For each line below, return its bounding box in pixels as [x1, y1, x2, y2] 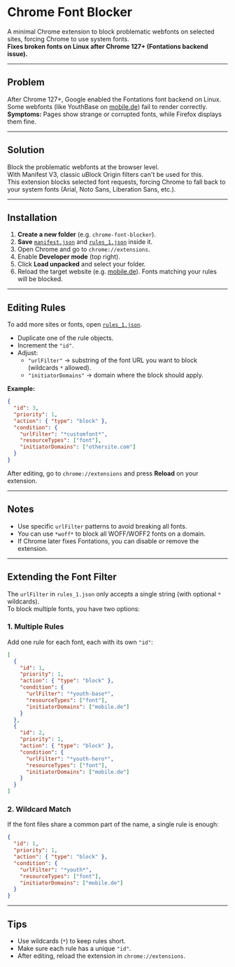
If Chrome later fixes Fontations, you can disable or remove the [17, 536, 199, 545]
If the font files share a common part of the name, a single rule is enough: [7, 820, 219, 829]
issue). [7, 50, 28, 58]
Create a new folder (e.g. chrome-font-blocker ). [17, 230, 156, 238]
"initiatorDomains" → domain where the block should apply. [27, 371, 204, 380]
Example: [7, 385, 36, 393]
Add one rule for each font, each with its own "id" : [7, 638, 153, 646]
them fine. [7, 117, 37, 126]
